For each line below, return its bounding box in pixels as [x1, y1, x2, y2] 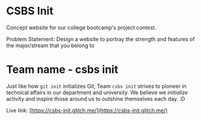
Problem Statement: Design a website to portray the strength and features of [6, 35, 195, 42]
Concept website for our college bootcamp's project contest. [6, 24, 157, 31]
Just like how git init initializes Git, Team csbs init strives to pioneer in [6, 82, 187, 90]
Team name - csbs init [6, 63, 118, 76]
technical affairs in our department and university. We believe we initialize [6, 88, 188, 96]
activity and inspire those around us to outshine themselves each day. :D [6, 95, 185, 102]
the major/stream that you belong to [6, 42, 95, 49]
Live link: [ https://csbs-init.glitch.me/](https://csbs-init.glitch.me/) [6, 106, 168, 114]
